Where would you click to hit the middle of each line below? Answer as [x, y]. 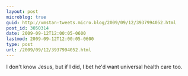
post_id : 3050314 [28, 28]
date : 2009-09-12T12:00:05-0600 [46, 34]
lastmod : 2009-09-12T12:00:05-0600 [50, 39]
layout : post [22, 11]
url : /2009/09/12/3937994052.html [49, 50]
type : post [20, 45]
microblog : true [26, 17]
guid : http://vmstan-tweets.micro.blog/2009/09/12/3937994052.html [91, 22]
